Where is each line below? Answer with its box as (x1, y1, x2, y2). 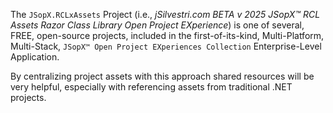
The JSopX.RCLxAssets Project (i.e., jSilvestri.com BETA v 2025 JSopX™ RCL (10, 9, 321, 20)
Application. (10, 51, 60, 63)
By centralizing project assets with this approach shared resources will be (10, 70, 315, 82)
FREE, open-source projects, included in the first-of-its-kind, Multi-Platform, (10, 30, 325, 41)
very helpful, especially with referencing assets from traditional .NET (10, 81, 293, 93)
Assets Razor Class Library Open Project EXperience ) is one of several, (10, 19, 305, 31)
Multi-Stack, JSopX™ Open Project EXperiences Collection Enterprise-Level (10, 40, 322, 52)
